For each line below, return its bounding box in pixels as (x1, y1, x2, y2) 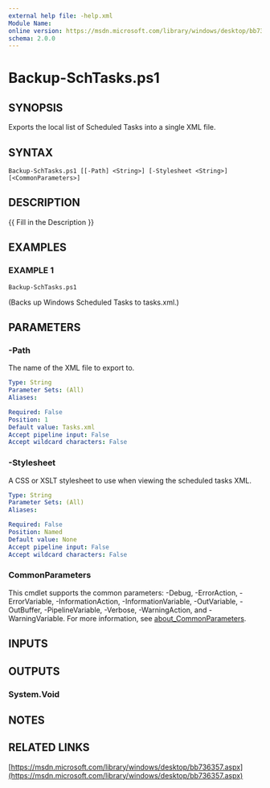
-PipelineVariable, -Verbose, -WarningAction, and (43, 605, 207, 615)
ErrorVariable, (8, 596, 55, 606)
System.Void (8, 688, 60, 699)
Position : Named (8, 529, 63, 537)
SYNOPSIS (8, 101, 63, 114)
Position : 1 (8, 416, 48, 424)
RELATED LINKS (8, 740, 90, 754)
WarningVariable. (8, 613, 66, 623)
